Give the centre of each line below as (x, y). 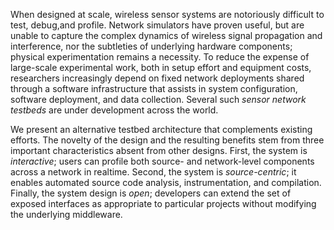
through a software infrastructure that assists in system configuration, (154, 88)
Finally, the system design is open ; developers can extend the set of (151, 193)
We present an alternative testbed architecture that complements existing (161, 129)
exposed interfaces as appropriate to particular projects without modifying (163, 203)
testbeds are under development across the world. (114, 110)
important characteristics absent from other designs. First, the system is (159, 150)
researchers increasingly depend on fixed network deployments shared (157, 78)
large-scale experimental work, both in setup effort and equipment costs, (161, 67)
